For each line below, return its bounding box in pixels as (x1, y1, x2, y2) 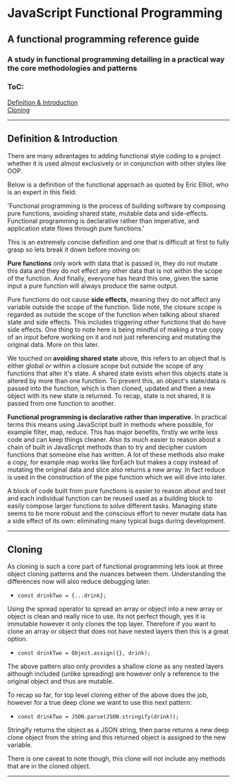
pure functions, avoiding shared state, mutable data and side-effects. (7, 209, 209, 217)
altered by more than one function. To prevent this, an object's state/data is (7, 376, 226, 385)
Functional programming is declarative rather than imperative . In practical (7, 412, 227, 421)
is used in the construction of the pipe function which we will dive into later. (7, 472, 227, 481)
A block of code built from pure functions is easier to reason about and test (7, 486, 226, 495)
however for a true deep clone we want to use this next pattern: (7, 698, 193, 707)
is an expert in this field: (7, 187, 77, 196)
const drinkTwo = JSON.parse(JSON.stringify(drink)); (17, 713, 179, 720)
